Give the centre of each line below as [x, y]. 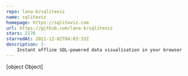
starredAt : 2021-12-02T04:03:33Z [48, 39]
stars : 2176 [21, 34]
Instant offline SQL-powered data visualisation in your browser [100, 50]
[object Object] [25, 67]
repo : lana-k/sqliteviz [36, 11]
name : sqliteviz [26, 17]
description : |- [26, 45]
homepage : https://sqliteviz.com [48, 22]
